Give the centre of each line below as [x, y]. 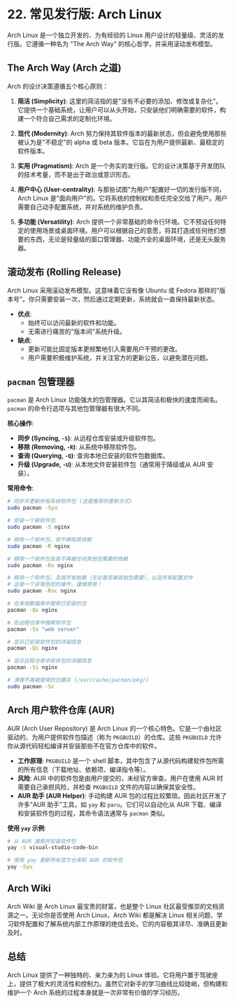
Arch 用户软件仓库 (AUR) [61, 710]
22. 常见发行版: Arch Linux [85, 14]
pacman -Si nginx [33, 668]
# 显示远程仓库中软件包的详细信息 [50, 661]
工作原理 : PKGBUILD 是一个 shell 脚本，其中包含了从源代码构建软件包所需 [121, 760]
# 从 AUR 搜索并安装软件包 [42, 841]
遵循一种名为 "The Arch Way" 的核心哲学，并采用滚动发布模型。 [124, 43]
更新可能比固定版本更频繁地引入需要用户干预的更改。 [105, 349]
